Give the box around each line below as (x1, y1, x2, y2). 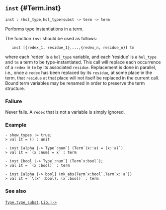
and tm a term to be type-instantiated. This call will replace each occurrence (5, 59, 161, 65)
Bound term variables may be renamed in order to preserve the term (5, 80, 145, 86)
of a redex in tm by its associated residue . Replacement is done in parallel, (5, 64, 157, 70)
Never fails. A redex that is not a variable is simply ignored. (5, 109, 125, 115)
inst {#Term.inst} (5, 4, 61, 12)
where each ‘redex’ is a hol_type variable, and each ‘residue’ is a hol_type (5, 54, 157, 60)
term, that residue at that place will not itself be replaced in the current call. (5, 74, 160, 81)
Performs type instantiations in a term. (5, 26, 83, 32)
